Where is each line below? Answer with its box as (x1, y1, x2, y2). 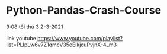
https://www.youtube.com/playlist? (37, 34, 123, 42)
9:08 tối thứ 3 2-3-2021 (6, 23, 63, 30)
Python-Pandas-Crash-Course (6, 4, 162, 17)
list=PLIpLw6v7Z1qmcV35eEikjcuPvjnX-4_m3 (6, 41, 117, 48)
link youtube (6, 34, 37, 42)
